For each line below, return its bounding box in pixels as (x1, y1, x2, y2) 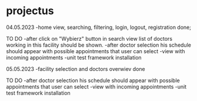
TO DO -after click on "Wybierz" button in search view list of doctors (6, 35, 172, 42)
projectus (6, 4, 54, 18)
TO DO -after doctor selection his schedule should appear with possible (6, 77, 181, 84)
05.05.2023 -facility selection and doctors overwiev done (6, 65, 145, 72)
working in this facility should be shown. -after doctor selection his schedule (6, 41, 191, 48)
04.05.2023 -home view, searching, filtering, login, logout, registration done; (6, 24, 191, 31)
